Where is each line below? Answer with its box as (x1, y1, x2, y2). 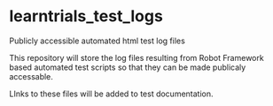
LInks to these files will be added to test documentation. (9, 88, 214, 99)
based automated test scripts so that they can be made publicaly (9, 62, 246, 72)
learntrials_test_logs (9, 6, 164, 26)
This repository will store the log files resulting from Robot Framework (9, 52, 264, 63)
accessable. (9, 71, 53, 81)
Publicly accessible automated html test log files (9, 35, 186, 46)
